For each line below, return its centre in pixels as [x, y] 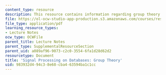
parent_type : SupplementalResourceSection [49, 46]
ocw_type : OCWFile [24, 37]
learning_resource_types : [32, 28]
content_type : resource [30, 10]
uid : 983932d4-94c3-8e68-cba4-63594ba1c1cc [51, 65]
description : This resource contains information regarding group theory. [84, 14]
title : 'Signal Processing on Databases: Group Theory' [64, 60]
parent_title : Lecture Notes [35, 42]
